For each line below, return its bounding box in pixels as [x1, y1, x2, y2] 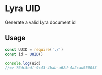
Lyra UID [5, 3, 41, 14]
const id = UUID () [5, 52, 43, 57]
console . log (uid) [5, 61, 41, 66]
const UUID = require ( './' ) [5, 47, 64, 52]
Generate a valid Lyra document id [5, 19, 76, 25]
